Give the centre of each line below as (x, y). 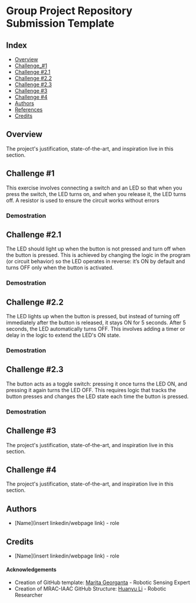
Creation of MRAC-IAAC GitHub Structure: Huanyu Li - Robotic (90, 589)
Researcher (29, 595)
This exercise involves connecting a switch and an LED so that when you (94, 188)
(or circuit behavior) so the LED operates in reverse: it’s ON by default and (96, 262)
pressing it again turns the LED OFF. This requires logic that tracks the (91, 390)
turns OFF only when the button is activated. (60, 268)
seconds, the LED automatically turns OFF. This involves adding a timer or (96, 329)
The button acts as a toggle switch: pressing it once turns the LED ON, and (97, 384)
